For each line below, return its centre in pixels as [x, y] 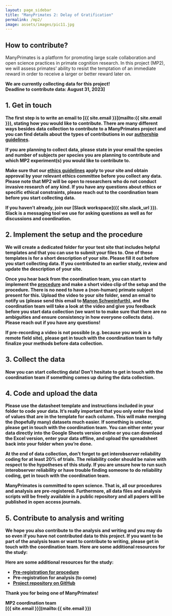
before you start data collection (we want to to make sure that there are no [86, 312]
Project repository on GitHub [44, 583]
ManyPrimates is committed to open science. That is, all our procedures [84, 486]
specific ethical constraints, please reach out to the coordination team [82, 192]
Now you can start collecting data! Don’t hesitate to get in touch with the [84, 372]
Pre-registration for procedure [46, 572]
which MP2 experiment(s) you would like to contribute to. [68, 160]
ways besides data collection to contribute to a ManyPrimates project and [85, 128]
